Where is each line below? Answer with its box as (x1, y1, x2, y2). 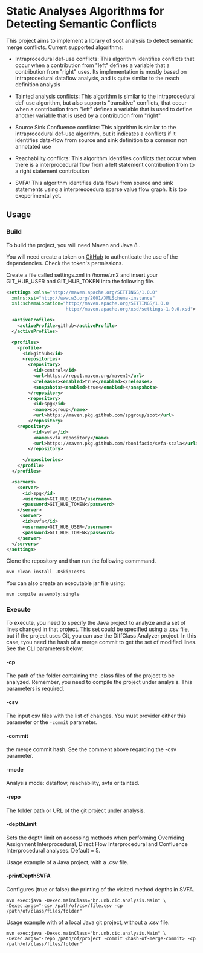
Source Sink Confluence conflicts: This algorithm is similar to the (14, 123, 176, 131)
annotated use (14, 143, 51, 150)
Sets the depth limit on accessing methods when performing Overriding (6, 834, 185, 841)
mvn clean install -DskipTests (6, 569, 85, 575)
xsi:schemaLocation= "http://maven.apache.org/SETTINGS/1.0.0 (11, 300, 169, 306)
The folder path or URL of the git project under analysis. (6, 807, 146, 814)
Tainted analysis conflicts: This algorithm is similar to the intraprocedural (14, 92, 196, 100)
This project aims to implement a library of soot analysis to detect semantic (6, 37, 193, 44)
